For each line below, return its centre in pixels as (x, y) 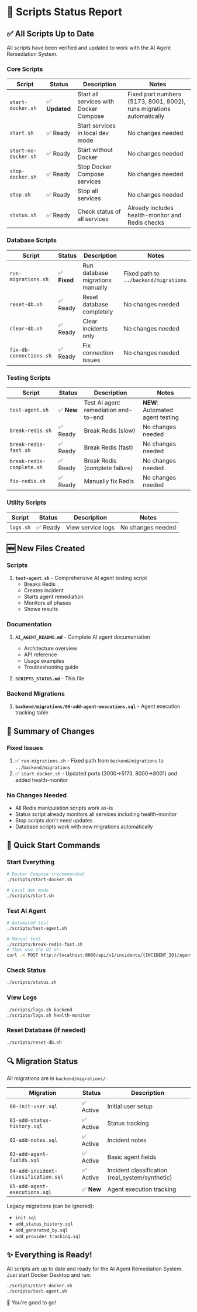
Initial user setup (130, 1107)
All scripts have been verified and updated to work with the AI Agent (89, 48)
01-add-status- (31, 1120)
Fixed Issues (25, 748)
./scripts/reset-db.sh (34, 1042)
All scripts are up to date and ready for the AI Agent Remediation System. (95, 1269)
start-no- (23, 151)
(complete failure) (108, 468)
